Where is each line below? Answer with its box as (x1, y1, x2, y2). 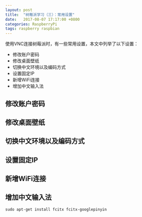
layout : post (5, 7, 33, 13)
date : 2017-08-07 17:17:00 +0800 (5, 17, 80, 22)
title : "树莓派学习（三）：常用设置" (5, 12, 75, 17)
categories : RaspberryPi (5, 21, 57, 27)
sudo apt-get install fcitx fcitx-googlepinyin (5, 207, 107, 212)
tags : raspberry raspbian (5, 26, 59, 31)
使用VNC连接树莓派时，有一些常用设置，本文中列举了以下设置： (5, 41, 138, 47)
